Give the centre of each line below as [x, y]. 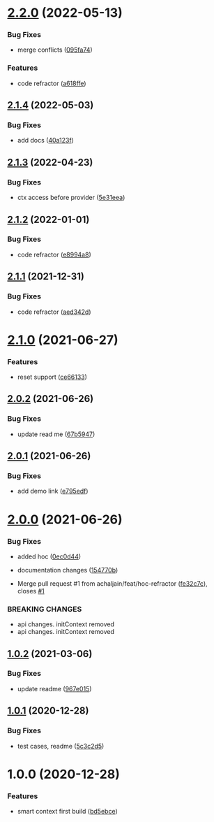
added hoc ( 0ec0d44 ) [49, 556]
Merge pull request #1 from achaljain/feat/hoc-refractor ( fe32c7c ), [112, 583]
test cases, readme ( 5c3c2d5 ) [61, 746]
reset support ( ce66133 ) [52, 377]
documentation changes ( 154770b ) [68, 570]
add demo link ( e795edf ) [53, 491]
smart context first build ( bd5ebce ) [68, 812]
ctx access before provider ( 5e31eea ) [71, 198]
